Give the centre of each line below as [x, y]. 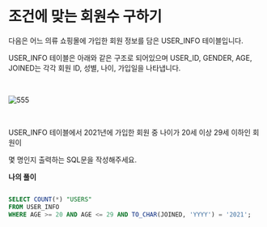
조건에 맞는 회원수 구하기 [85, 17]
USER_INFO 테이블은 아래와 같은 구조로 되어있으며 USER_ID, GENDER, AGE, [130, 58]
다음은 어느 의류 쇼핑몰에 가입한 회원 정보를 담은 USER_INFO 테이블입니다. [126, 41]
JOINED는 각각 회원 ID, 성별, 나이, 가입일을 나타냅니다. [95, 68]
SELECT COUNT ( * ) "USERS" [50, 199]
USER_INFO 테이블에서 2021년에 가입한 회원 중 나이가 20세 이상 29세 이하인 [129, 132]
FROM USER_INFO [34, 207]
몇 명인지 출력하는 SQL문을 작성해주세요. [73, 160]
